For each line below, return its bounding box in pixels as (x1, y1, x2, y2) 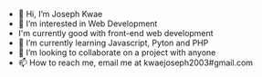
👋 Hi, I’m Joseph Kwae (17, 9, 103, 19)
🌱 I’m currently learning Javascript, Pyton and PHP (17, 37, 209, 48)
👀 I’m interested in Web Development (17, 18, 158, 29)
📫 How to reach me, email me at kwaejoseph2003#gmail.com (17, 57, 254, 68)
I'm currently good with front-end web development (17, 28, 214, 38)
